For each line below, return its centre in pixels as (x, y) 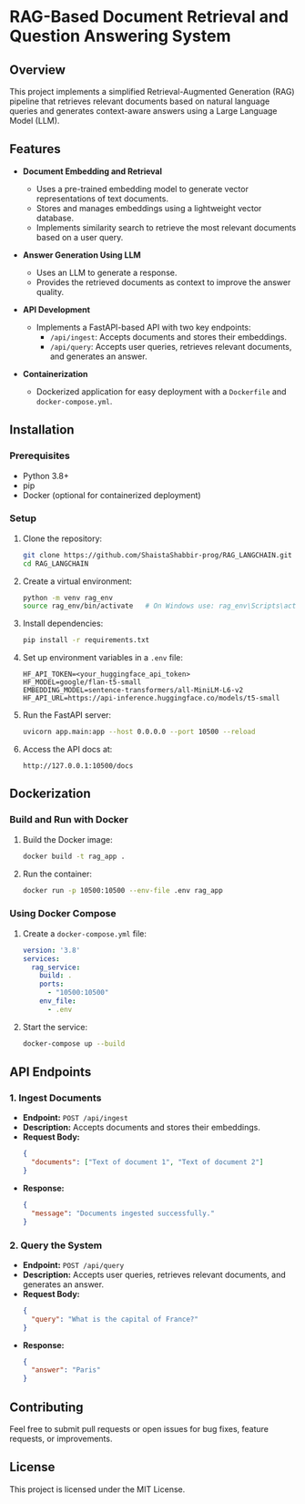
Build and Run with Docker (69, 820)
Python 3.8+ (46, 476)
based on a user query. (80, 237)
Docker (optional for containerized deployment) (112, 495)
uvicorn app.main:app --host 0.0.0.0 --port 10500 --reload (139, 732)
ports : (52, 984)
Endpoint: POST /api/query (73, 1264)
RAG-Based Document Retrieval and (149, 17)
